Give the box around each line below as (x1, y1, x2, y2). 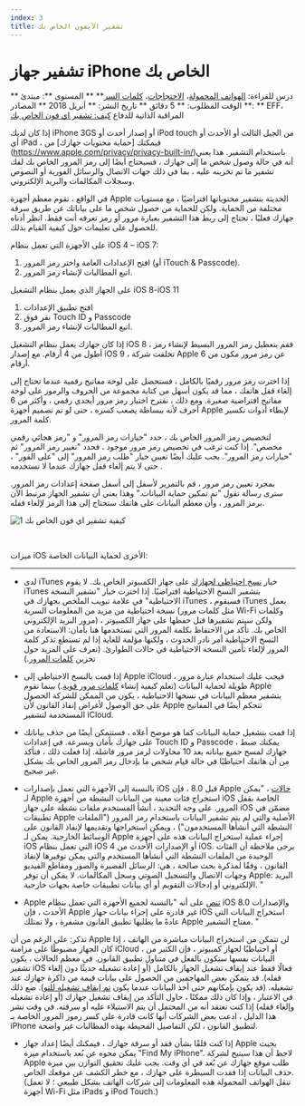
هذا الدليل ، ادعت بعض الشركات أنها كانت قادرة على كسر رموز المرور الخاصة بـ (10, 1011, 277, 1022)
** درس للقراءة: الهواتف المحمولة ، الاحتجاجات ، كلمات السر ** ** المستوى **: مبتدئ (10, 91, 293, 102)
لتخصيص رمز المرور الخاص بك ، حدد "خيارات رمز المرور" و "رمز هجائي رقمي (10, 432, 272, 442)
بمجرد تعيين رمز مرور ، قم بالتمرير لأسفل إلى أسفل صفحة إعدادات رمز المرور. (10, 478, 275, 490)
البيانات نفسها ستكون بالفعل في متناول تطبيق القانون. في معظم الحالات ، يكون (10, 953, 275, 964)
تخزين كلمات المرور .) (23, 654, 96, 665)
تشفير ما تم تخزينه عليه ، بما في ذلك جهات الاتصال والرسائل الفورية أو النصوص (10, 166, 274, 177)
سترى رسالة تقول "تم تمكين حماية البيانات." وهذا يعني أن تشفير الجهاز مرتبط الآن (10, 488, 284, 499)
